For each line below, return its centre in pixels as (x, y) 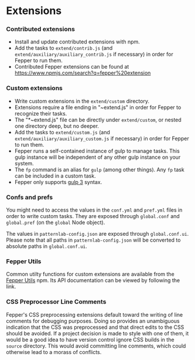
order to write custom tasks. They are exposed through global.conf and (93, 216)
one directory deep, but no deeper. (57, 126)
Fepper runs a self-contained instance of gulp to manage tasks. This (97, 151)
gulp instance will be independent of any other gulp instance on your (97, 157)
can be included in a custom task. (55, 176)
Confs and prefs (30, 197)
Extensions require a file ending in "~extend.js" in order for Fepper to (98, 107)
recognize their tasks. (41, 113)
